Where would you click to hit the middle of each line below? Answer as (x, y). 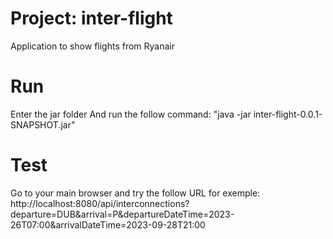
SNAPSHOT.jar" (43, 124)
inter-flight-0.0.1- (288, 114)
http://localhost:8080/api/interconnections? (100, 203)
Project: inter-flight (91, 18)
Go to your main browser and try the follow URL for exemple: (135, 193)
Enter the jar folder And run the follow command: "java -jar (131, 114)
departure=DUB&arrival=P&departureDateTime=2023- (122, 214)
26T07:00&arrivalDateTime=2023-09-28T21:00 (108, 224)
